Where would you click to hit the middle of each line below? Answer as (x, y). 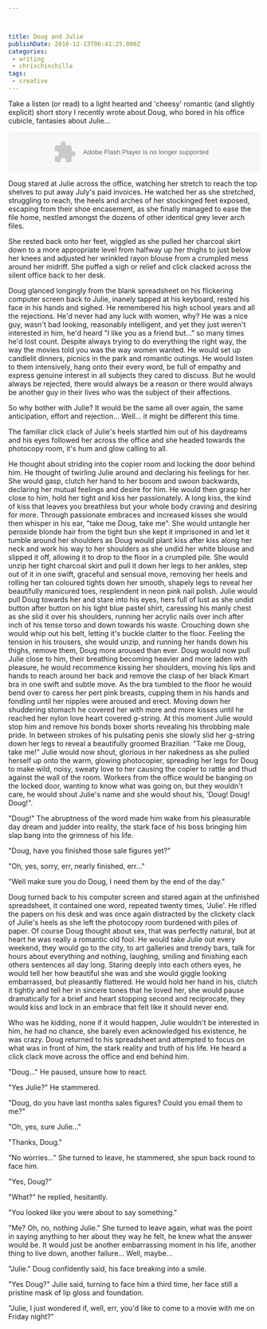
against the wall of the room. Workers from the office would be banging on (131, 777)
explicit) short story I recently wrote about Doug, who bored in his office (127, 112)
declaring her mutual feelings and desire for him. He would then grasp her (130, 489)
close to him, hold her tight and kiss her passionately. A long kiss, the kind (130, 497)
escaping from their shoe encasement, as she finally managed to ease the (130, 209)
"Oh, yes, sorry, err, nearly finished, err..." (77, 866)
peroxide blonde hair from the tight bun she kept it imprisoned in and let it (129, 532)
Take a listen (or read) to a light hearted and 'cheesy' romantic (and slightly (132, 104)
